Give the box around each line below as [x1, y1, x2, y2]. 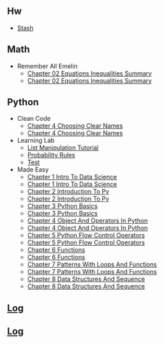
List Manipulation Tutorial [27, 144, 99, 152]
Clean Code [16, 115, 51, 123]
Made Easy [16, 165, 49, 174]
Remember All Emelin [16, 62, 78, 70]
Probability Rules [27, 151, 75, 159]
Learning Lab [16, 137, 55, 145]
